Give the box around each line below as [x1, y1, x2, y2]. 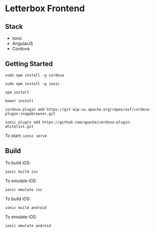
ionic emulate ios [5, 187, 42, 192]
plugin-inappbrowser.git [5, 111, 56, 116]
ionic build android [5, 205, 47, 210]
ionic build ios [5, 169, 38, 174]
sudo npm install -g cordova [5, 73, 64, 78]
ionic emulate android [5, 223, 51, 228]
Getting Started [5, 60, 53, 68]
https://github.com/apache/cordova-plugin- [42, 120, 132, 125]
